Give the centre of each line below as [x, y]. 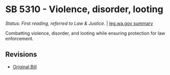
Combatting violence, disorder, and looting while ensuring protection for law [85, 33]
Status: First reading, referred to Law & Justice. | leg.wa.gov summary [79, 23]
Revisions [21, 54]
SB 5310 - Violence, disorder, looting [84, 9]
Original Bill [25, 66]
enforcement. [20, 39]
